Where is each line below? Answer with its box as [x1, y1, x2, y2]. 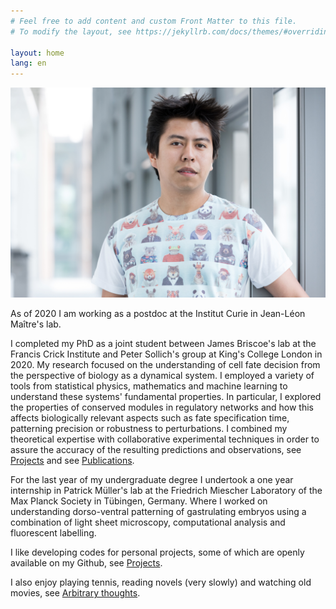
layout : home [10, 48, 65, 58]
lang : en [10, 58, 47, 69]
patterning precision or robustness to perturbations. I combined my [10, 423, 288, 435]
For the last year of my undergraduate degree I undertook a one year [10, 474, 294, 486]
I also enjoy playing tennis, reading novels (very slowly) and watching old [10, 576, 312, 589]
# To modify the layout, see [10, 26, 132, 37]
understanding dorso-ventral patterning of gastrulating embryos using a [10, 506, 307, 518]
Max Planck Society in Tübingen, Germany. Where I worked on [10, 495, 268, 507]
